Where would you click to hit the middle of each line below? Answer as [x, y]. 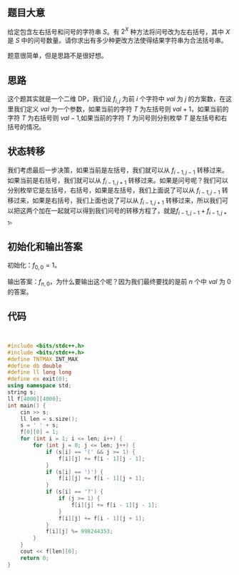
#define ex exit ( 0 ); [38, 379]
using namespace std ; [40, 386]
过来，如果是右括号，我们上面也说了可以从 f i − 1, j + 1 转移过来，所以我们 [118, 202]
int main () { [27, 405]
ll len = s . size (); [49, 419]
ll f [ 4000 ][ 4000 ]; [35, 399]
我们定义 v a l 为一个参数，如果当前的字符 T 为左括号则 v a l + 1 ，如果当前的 [121, 109]
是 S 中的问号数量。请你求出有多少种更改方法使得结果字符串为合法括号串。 [117, 41]
